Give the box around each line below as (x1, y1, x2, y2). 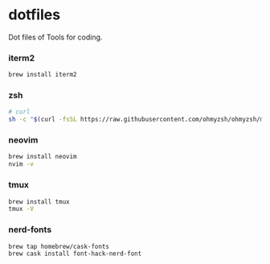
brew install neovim (8, 153, 78, 161)
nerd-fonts (8, 224, 52, 235)
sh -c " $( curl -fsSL (8, 115, 78, 124)
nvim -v (8, 160, 35, 168)
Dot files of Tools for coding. (8, 32, 103, 42)
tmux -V (8, 205, 35, 213)
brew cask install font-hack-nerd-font (8, 250, 142, 258)
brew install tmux (8, 197, 70, 206)
